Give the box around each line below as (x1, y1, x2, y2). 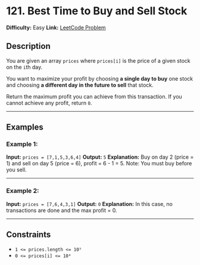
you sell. (6, 166, 27, 174)
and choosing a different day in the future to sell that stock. (6, 81, 154, 88)
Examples (6, 122, 43, 132)
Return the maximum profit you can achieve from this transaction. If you (6, 93, 183, 100)
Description (6, 41, 51, 51)
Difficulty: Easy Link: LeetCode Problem (6, 24, 106, 31)
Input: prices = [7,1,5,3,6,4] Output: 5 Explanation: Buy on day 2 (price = (6, 153, 194, 161)
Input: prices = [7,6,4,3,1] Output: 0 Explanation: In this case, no (6, 200, 173, 207)
